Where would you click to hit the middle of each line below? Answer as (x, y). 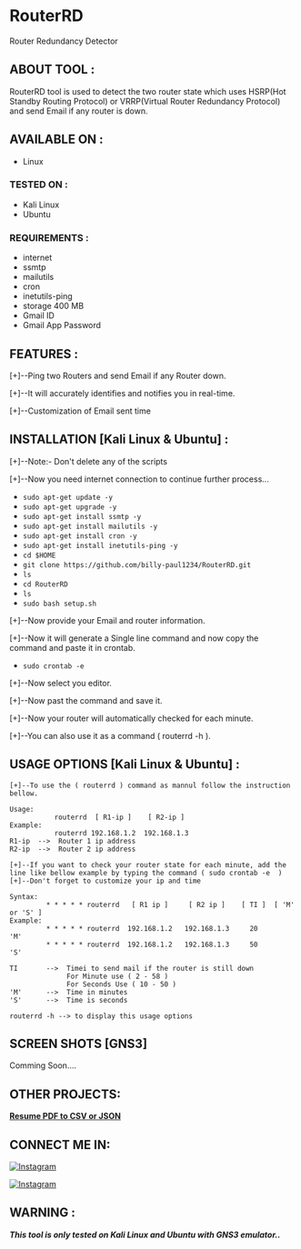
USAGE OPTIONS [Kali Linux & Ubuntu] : (125, 764)
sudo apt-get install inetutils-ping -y (100, 545)
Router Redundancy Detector (64, 41)
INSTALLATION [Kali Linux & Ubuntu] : (119, 440)
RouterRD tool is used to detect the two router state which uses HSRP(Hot (148, 91)
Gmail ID (38, 315)
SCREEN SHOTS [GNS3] (79, 1043)
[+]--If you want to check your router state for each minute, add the (148, 864)
